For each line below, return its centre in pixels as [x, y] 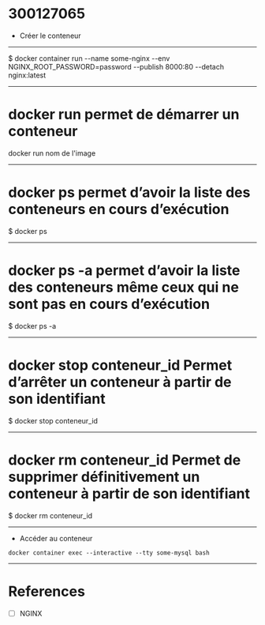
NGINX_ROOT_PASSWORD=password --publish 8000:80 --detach [116, 66]
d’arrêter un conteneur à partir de [120, 382]
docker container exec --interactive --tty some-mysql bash [109, 553]
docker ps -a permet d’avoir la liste [124, 270]
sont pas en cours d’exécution [109, 304]
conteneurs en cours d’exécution [119, 209]
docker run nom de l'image [52, 153]
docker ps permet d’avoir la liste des [129, 192]
